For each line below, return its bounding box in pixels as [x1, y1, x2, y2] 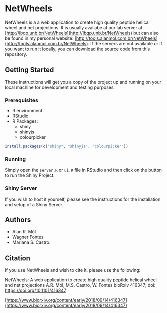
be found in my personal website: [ [5, 35, 77, 41]
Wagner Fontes [12, 234, 44, 240]
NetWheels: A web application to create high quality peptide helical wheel [5, 277, 157, 283]
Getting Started [5, 66, 54, 74]
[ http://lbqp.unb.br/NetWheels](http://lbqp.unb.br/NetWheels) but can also [5, 30, 159, 36]
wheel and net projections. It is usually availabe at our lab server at [5, 24, 143, 30]
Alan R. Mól [12, 229, 36, 235]
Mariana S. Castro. [12, 239, 51, 245]
